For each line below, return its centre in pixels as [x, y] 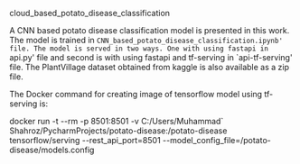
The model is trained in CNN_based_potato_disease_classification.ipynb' [146, 40]
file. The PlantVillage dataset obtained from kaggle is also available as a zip [150, 67]
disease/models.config [52, 150]
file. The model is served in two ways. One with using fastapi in [139, 49]
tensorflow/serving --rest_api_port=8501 [85, 140]
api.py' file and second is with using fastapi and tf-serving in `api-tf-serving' [151, 57]
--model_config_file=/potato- [216, 140]
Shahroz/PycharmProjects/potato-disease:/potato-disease [118, 131]
